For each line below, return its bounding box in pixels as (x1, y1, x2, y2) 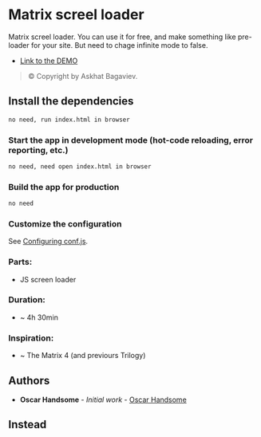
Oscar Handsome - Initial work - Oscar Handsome (19, 395, 188, 404)
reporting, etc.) (8, 144, 69, 156)
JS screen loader (19, 274, 77, 284)
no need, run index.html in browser (8, 116, 130, 124)
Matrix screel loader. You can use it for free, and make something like (8, 32, 237, 41)
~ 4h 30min (19, 313, 58, 322)
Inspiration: (8, 333, 54, 344)
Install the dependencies (8, 94, 134, 108)
